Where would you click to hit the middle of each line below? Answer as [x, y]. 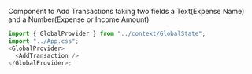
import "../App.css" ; [44, 41]
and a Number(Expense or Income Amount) [79, 19]
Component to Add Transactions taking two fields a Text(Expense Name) [126, 11]
